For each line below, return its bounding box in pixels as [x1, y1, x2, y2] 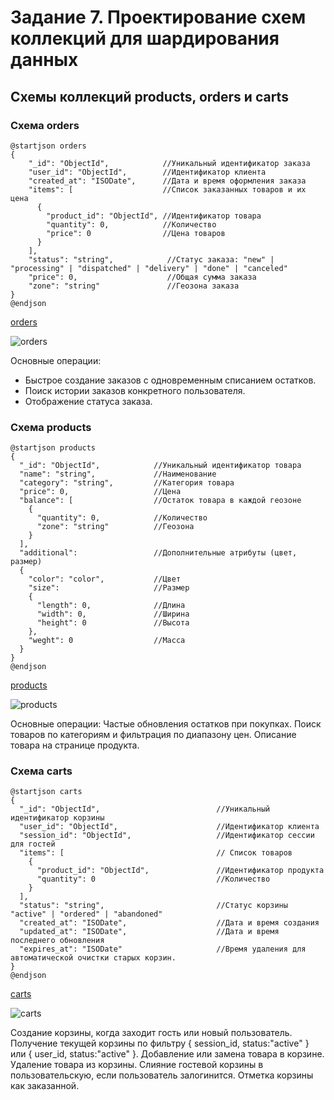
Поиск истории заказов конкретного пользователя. [24, 384, 246, 396]
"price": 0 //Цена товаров [46, 228, 226, 238]
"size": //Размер [28, 583, 190, 593]
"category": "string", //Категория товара [19, 478, 235, 488]
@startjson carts [10, 787, 83, 797]
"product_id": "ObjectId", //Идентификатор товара [46, 211, 262, 221]
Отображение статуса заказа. [24, 395, 153, 407]
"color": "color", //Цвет [28, 574, 182, 585]
